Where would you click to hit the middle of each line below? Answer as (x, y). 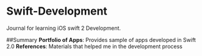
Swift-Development (57, 11)
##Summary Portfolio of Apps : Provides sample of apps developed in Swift (101, 40)
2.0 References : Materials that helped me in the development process (95, 46)
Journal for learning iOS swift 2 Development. (63, 28)
